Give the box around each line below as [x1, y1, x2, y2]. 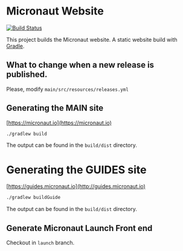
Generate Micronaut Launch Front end [6, 223, 153, 233]
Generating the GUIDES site [6, 163, 147, 177]
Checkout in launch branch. [6, 239, 75, 246]
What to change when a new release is [6, 60, 155, 70]
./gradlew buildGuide [6, 195, 61, 201]
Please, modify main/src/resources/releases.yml [6, 85, 129, 93]
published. [6, 70, 48, 80]
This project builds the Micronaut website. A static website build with [6, 36, 178, 43]
